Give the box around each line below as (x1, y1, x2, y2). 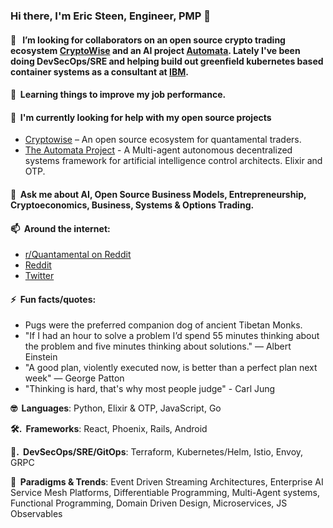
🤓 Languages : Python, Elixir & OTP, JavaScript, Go (10, 402, 222, 414)
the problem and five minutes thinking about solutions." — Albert (24, 340, 292, 353)
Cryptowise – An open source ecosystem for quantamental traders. (24, 134, 302, 146)
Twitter (24, 270, 55, 282)
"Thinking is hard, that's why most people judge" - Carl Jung (24, 383, 276, 395)
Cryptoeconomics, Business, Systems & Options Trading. (10, 199, 255, 211)
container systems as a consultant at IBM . (10, 65, 189, 78)
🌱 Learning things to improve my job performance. (10, 89, 227, 101)
